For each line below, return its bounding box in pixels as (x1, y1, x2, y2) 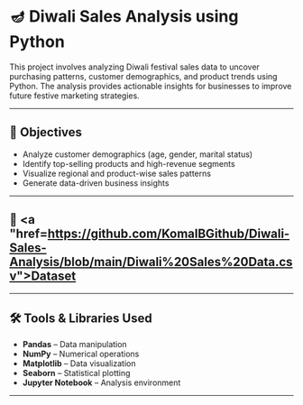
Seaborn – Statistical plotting (22, 368, 131, 379)
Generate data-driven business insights (22, 177, 170, 189)
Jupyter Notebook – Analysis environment (22, 377, 181, 388)
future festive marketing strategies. (9, 90, 140, 101)
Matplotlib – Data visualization (22, 358, 136, 369)
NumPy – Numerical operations (22, 348, 140, 360)
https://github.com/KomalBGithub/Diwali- (47, 226, 290, 242)
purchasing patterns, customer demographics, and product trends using (9, 70, 278, 81)
